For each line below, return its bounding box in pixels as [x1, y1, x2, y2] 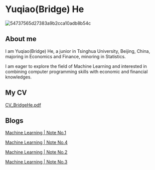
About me [5, 35, 37, 43]
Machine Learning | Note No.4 [5, 139, 68, 145]
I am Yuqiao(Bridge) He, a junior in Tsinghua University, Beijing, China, [5, 48, 150, 54]
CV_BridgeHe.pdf [5, 102, 41, 108]
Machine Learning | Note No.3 [5, 159, 68, 165]
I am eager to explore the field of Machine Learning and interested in [5, 63, 147, 69]
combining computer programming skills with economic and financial [5, 68, 148, 74]
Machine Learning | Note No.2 [5, 149, 68, 155]
